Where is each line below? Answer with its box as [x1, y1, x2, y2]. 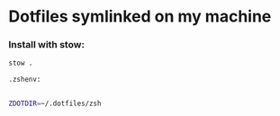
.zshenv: [8, 75, 41, 85]
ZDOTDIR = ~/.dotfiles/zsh [8, 99, 102, 109]
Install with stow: [8, 39, 85, 51]
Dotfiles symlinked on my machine [8, 6, 272, 27]
